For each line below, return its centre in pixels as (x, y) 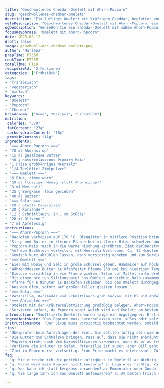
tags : (10, 78)
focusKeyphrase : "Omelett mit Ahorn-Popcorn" (52, 32)
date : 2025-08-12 (23, 37)
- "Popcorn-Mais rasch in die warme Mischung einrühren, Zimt (70, 246)
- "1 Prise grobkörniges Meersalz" (41, 164)
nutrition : (16, 119)
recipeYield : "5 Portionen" (34, 69)
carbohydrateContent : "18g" (36, 133)
